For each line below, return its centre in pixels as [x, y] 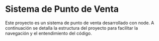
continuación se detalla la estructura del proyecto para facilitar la [72, 28]
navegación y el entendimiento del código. [48, 33]
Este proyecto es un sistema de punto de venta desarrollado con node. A [80, 23]
